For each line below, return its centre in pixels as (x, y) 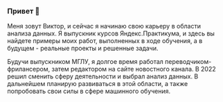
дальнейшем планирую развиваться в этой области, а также (98, 84)
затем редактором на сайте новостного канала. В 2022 (134, 69)
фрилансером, (29, 69)
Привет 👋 (24, 11)
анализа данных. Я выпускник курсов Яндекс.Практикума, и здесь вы (111, 33)
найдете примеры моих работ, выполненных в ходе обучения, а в (105, 41)
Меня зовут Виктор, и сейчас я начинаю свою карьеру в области (104, 26)
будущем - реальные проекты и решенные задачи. (83, 49)
